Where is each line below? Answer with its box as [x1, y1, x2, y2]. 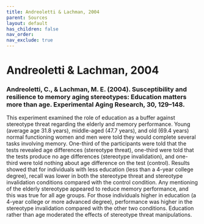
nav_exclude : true [6, 37, 53, 43]
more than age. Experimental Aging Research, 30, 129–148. [6, 100, 185, 109]
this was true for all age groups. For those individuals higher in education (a [6, 192, 197, 199]
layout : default [6, 20, 48, 26]
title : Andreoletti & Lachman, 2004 [6, 9, 100, 15]
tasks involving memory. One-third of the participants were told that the [6, 140, 187, 147]
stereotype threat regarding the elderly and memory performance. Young [6, 121, 191, 128]
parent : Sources [6, 15, 48, 21]
